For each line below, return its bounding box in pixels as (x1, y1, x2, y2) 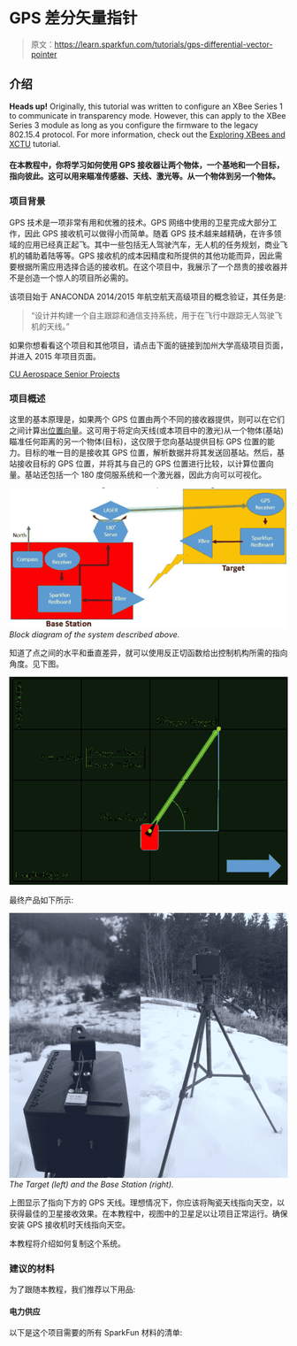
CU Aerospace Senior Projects (9, 368, 121, 379)
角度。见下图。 (9, 658, 64, 669)
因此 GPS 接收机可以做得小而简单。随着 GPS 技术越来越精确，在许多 (24, 227, 274, 239)
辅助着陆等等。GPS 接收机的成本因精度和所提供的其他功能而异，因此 (24, 250, 276, 261)
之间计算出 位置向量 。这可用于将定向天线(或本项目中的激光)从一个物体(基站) (9, 425, 285, 435)
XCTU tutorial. (9, 138, 61, 149)
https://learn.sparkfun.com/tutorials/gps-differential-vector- (54, 39, 273, 50)
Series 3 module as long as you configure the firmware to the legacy (9, 119, 259, 130)
